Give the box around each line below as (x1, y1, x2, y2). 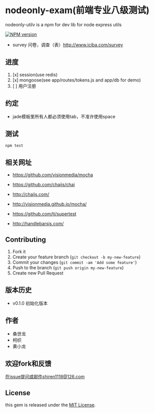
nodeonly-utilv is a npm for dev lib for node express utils (5, 21, 122, 28)
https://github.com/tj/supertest (12, 211, 77, 217)
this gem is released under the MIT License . (5, 402, 96, 408)
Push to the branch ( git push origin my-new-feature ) (12, 265, 124, 270)
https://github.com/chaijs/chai (12, 182, 75, 188)
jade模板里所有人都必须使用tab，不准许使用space (12, 113, 115, 119)
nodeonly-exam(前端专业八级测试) (5, 5, 149, 16)
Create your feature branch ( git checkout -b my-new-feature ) (12, 254, 141, 260)
